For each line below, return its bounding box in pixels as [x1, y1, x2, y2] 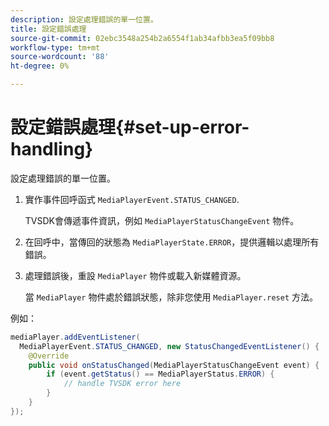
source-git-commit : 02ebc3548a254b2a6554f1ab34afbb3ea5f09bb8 [10, 33, 275, 43]
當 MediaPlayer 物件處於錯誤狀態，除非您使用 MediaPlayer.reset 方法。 [24, 291, 318, 303]
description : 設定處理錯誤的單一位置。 [10, 14, 158, 25]
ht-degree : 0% [10, 61, 70, 71]
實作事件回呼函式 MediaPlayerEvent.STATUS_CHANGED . [24, 193, 240, 205]
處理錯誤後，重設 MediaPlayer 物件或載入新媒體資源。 [24, 269, 247, 281]
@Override [28, 351, 70, 361]
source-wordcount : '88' [10, 52, 110, 62]
